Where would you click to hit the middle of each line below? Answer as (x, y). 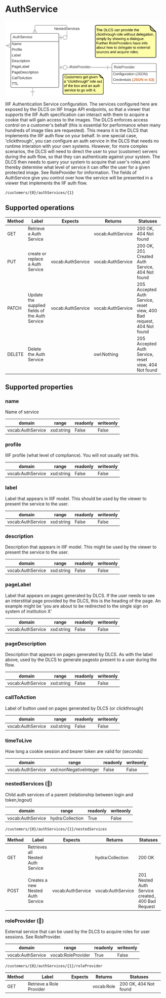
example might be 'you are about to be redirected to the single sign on (77, 606)
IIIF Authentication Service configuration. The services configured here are (81, 104)
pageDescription (26, 644)
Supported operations (40, 208)
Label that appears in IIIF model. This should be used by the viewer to (76, 499)
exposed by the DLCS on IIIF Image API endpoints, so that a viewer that (78, 109)
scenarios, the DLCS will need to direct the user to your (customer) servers (81, 151)
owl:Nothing (106, 354)
